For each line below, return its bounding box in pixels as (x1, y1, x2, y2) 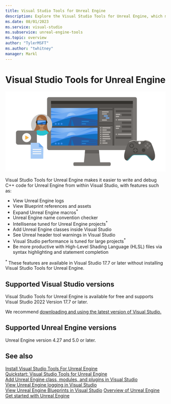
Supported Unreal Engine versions (5, 323, 117, 332)
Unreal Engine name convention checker (12, 215, 98, 221)
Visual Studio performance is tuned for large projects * (12, 237, 126, 244)
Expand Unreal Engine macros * (12, 208, 78, 216)
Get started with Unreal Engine (5, 392, 70, 398)
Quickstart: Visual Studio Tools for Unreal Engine (5, 371, 108, 377)
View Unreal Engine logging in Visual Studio (5, 382, 97, 388)
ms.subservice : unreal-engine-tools (5, 30, 83, 35)
